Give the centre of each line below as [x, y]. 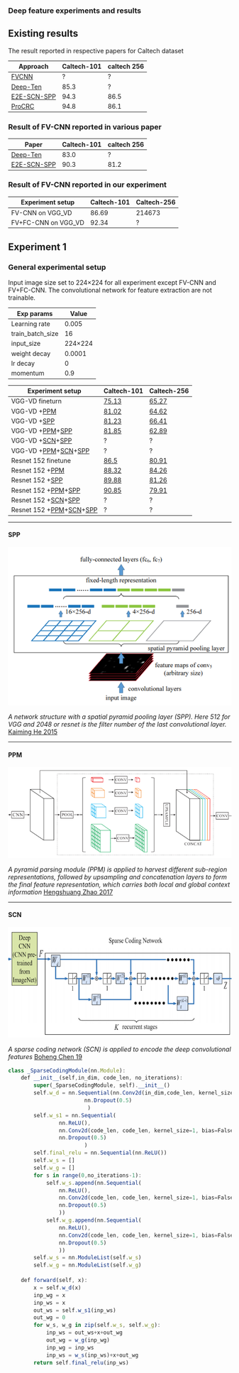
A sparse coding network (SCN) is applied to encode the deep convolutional [119, 1049]
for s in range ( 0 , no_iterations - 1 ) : [88, 1175]
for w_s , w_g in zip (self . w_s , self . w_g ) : [97, 1325]
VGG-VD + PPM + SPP [42, 431]
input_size [26, 344]
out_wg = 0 [50, 1318]
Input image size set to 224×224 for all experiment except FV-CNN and [112, 283]
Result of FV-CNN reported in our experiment [88, 185]
